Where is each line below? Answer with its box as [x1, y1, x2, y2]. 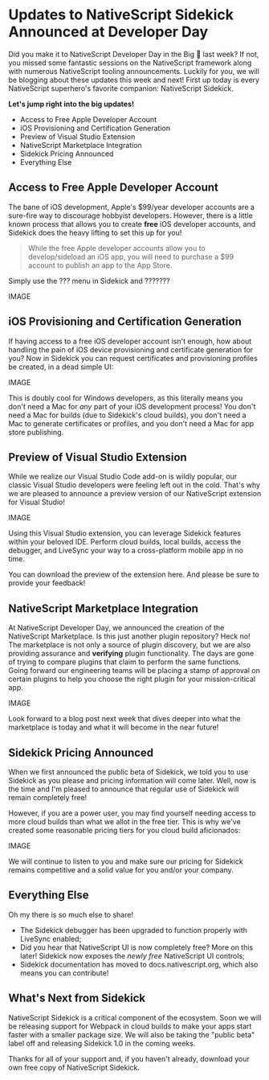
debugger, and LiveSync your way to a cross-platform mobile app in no [8, 545, 243, 556]
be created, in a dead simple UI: [8, 362, 114, 372]
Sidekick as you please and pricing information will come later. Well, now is [8, 776, 257, 785]
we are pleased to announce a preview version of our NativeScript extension [8, 489, 262, 499]
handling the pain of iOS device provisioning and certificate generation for [8, 344, 254, 355]
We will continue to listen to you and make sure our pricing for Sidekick [8, 856, 243, 866]
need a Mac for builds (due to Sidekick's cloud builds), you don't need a [8, 410, 247, 420]
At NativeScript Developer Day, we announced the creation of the [8, 623, 225, 633]
